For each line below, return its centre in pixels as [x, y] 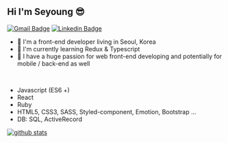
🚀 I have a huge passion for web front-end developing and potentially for [119, 56]
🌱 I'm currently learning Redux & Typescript [78, 49]
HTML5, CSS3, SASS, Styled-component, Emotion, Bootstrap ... [106, 112]
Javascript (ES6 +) [43, 90]
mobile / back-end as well [53, 63]
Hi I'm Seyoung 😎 [46, 12]
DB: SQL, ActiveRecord [49, 119]
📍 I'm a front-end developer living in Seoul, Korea [86, 42]
